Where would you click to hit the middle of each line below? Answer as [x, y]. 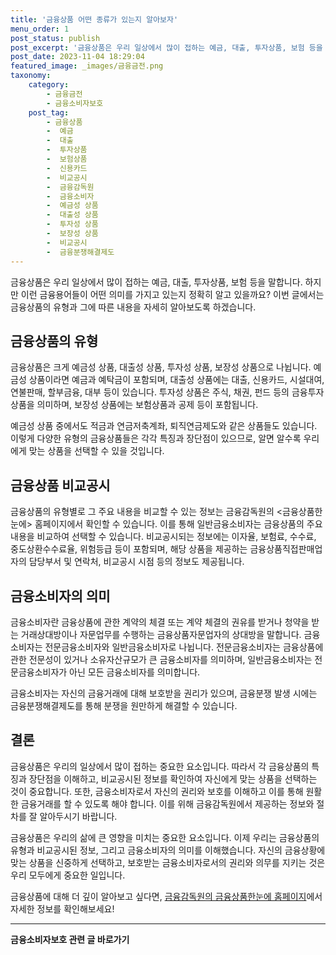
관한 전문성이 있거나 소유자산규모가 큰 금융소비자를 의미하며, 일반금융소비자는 [161, 659]
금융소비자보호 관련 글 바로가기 [70, 939]
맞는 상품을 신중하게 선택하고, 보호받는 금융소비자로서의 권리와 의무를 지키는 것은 [168, 862]
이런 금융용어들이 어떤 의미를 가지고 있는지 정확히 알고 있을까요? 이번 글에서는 [172, 294]
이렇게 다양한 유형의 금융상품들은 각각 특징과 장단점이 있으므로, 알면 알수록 [156, 438]
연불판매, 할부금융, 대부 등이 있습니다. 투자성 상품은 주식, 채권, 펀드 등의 [150, 392]
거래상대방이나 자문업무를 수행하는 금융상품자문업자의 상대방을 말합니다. [161, 634]
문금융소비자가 [39, 672]
